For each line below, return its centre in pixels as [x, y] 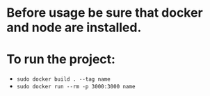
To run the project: [61, 59]
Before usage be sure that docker [105, 13]
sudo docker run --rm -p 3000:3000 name [76, 87]
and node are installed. [74, 27]
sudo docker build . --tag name [63, 79]
